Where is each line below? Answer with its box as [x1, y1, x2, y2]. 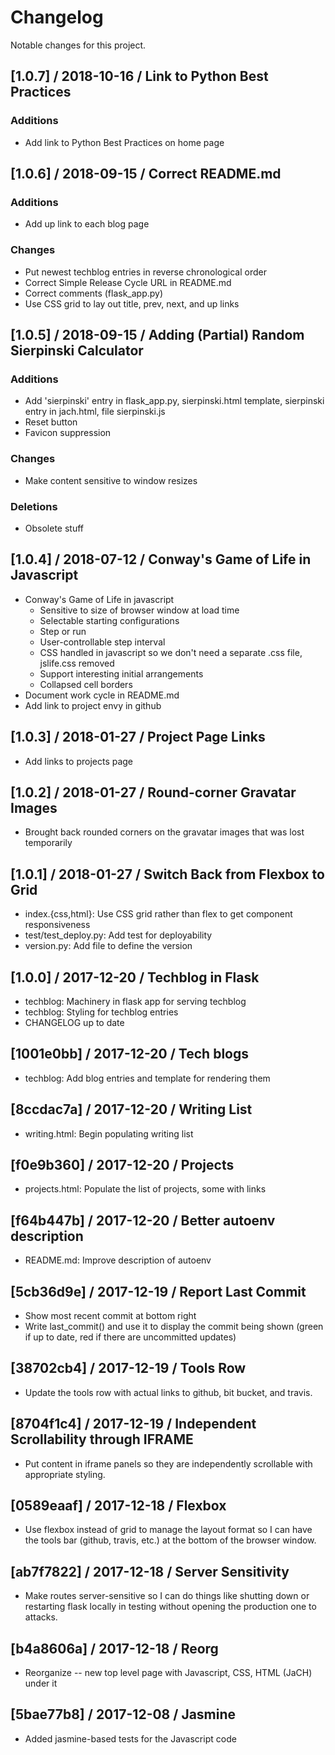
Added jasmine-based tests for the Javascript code [24, 1732, 237, 1745]
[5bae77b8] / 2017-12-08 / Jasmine [10, 1706, 237, 1723]
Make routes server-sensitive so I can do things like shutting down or [24, 1590, 310, 1602]
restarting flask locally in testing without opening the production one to [24, 1601, 317, 1613]
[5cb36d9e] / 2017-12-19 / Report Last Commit [10, 1283, 307, 1300]
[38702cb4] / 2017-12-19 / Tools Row [10, 1360, 247, 1377]
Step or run [39, 625, 87, 637]
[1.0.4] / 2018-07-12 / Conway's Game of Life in [10, 551, 312, 568]
